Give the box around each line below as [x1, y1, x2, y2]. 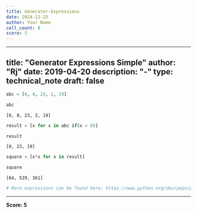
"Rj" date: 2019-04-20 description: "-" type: [6, 67, 174, 77]
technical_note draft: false [6, 75, 104, 85]
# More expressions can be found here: [6, 185, 104, 191]
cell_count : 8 [6, 25, 41, 31]
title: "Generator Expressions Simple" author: [6, 57, 176, 67]
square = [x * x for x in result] [6, 154, 85, 160]
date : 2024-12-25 [6, 14, 49, 20]
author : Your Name [6, 19, 51, 25]
